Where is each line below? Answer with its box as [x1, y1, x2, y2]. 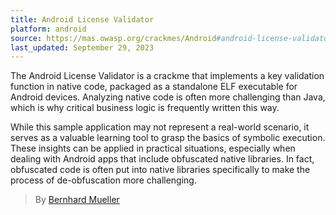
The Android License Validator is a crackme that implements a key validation [10, 70, 325, 82]
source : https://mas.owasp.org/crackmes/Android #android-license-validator [10, 33, 333, 43]
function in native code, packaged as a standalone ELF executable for [10, 81, 298, 93]
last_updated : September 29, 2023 [10, 42, 155, 53]
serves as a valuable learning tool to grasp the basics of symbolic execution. [10, 132, 326, 144]
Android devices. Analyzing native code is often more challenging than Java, [10, 91, 326, 103]
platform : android [10, 24, 87, 34]
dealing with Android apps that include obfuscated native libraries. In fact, [10, 153, 315, 165]
